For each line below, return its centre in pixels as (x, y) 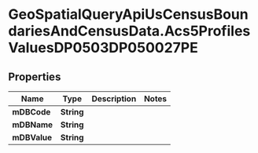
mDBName (33, 125)
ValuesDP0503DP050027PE (103, 48)
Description (114, 98)
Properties (35, 76)
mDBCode (31, 112)
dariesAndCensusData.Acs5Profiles (129, 31)
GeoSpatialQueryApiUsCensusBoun (129, 15)
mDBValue (32, 137)
